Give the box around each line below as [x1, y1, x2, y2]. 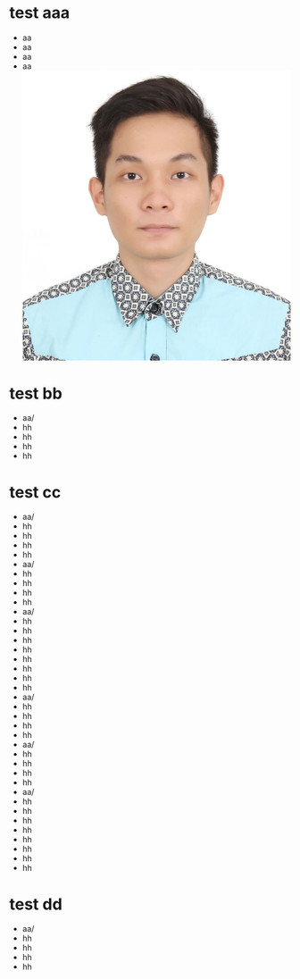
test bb [9, 383, 62, 404]
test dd [9, 894, 62, 914]
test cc [9, 481, 62, 502]
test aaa [9, 3, 70, 23]
